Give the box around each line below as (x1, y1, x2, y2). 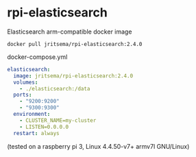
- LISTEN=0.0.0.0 (19, 123, 69, 130)
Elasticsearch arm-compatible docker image (7, 27, 132, 36)
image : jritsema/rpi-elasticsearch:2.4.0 (13, 72, 134, 80)
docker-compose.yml (7, 53, 68, 61)
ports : (13, 91, 32, 99)
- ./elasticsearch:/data (19, 85, 90, 92)
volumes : (13, 79, 38, 86)
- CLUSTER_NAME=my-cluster (19, 117, 97, 124)
